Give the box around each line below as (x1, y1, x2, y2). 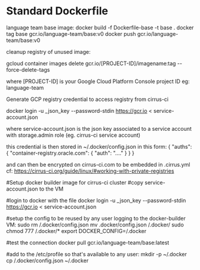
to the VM (39, 185, 64, 192)
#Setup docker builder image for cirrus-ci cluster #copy (6, 179, 144, 186)
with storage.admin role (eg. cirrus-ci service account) (6, 131, 141, 139)
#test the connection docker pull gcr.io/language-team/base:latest (6, 239, 170, 246)
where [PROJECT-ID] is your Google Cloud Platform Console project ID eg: (6, 78, 190, 85)
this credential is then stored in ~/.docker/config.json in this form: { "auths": (6, 143, 192, 150)
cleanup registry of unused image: (6, 48, 91, 55)
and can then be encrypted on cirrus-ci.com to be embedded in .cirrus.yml (6, 161, 190, 168)
